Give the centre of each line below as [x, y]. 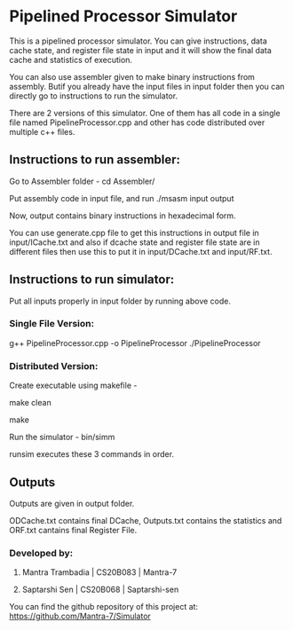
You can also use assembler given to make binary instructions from [132, 76]
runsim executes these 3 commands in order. [92, 454]
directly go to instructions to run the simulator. [94, 96]
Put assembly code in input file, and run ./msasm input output [122, 198]
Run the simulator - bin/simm [62, 437]
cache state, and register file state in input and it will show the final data [141, 50]
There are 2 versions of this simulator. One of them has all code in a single [145, 113]
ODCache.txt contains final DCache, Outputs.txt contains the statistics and [146, 520]
